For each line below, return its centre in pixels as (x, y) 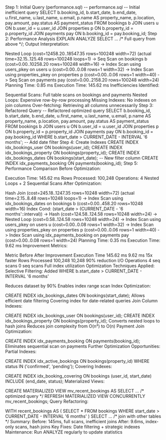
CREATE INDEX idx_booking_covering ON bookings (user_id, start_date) (79, 376)
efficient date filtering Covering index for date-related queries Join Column (81, 301)
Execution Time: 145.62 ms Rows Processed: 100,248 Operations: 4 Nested (82, 178)
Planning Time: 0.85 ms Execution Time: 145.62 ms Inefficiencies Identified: (82, 85)
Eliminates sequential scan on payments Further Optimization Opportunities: (83, 346)
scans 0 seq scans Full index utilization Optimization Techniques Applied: (80, 266)
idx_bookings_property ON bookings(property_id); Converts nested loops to (83, 321)
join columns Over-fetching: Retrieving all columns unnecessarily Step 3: (79, 105)
